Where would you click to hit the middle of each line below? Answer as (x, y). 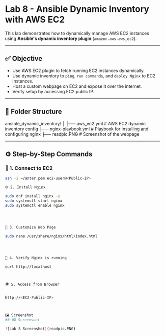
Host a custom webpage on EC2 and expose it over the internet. (77, 86)
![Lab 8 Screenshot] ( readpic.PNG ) (41, 329)
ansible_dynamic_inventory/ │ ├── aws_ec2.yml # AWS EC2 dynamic (75, 123)
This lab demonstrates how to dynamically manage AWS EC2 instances (77, 33)
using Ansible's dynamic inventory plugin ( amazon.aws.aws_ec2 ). (71, 38)
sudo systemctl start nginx (34, 201)
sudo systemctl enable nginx (35, 205)
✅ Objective (24, 58)
